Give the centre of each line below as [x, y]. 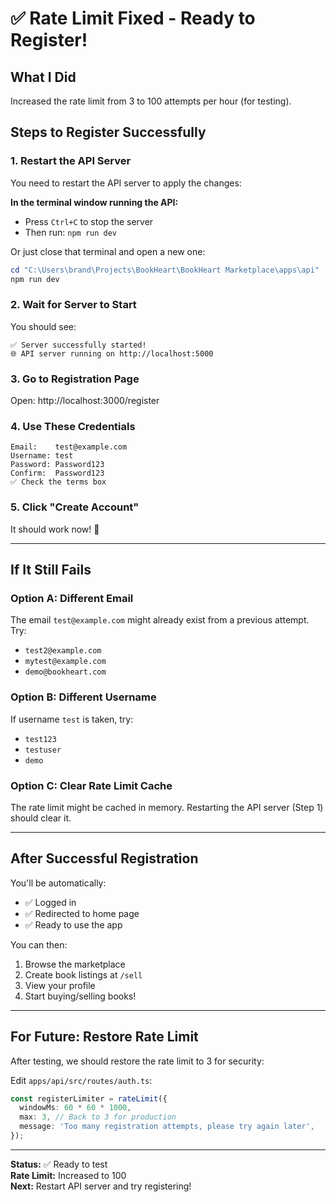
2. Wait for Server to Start [73, 305]
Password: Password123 [57, 465]
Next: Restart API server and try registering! [101, 1186]
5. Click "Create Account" [75, 507]
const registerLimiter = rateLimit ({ [89, 1098]
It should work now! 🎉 [55, 529]
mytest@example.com [65, 662]
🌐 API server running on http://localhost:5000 [112, 353]
